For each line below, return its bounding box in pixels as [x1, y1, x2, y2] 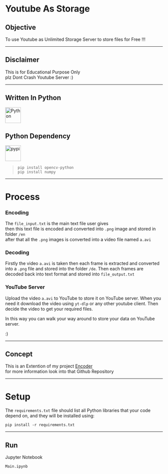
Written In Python [5, 93, 61, 102]
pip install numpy [17, 169, 56, 175]
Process [5, 191, 40, 203]
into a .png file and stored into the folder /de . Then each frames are [5, 266, 144, 272]
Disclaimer [5, 56, 39, 64]
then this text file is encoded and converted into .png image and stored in [5, 226, 156, 232]
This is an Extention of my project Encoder [5, 363, 93, 369]
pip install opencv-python [17, 165, 74, 170]
